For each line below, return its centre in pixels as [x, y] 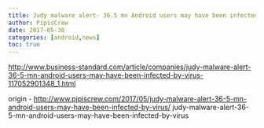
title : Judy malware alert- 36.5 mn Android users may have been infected [133, 15]
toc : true [24, 45]
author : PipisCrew [38, 23]
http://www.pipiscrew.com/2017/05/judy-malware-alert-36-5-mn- [140, 99]
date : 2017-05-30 [37, 30]
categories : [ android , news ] [54, 37]
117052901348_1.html [42, 84]
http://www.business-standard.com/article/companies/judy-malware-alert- [130, 67]
